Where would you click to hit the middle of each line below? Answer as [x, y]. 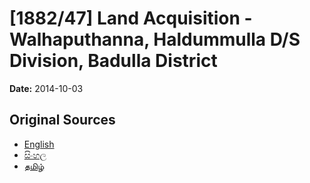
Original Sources [62, 120]
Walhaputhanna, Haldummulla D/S [155, 39]
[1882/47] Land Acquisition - [131, 18]
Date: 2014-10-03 [46, 88]
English [39, 144]
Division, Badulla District [113, 61]
